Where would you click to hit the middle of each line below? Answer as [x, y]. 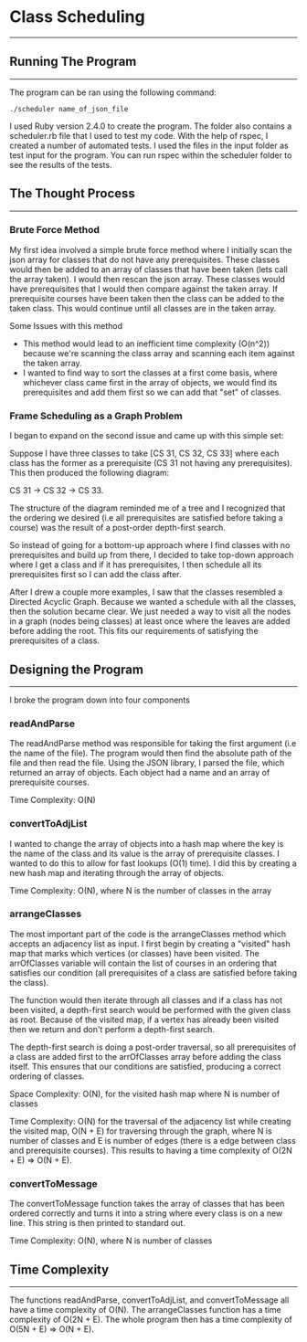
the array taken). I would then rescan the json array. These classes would [148, 279]
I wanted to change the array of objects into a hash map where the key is [147, 843]
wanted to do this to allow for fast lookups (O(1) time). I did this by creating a [153, 863]
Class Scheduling [77, 17]
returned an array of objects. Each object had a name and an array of [140, 773]
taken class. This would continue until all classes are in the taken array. [143, 308]
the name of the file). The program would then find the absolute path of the [151, 753]
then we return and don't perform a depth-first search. [112, 1029]
